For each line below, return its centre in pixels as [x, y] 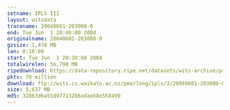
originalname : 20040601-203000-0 [55, 39]
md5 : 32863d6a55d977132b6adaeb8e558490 [64, 96]
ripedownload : [27, 70]
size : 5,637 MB [29, 90]
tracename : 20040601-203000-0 [50, 26]
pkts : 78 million [32, 77]
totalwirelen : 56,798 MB [42, 64]
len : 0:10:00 [26, 52]
